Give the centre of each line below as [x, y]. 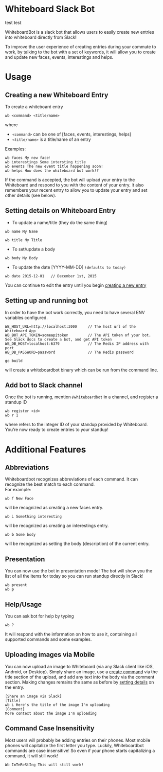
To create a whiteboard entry [34, 107]
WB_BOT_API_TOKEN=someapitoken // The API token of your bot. [78, 335]
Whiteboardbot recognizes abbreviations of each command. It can [72, 479]
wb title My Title [24, 240]
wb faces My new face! [28, 158]
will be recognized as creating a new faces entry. [54, 508]
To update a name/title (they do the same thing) [60, 222]
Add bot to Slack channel [44, 385]
